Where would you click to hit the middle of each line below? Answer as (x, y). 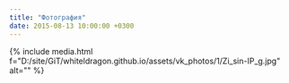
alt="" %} (27, 70)
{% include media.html (51, 51)
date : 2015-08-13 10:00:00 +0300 (72, 26)
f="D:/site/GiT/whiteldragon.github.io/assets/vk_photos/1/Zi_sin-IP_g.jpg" (145, 61)
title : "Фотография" (48, 17)
